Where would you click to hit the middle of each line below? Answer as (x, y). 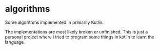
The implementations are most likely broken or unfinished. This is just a (77, 32)
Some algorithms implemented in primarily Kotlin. (54, 22)
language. (15, 42)
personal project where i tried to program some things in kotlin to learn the (80, 37)
